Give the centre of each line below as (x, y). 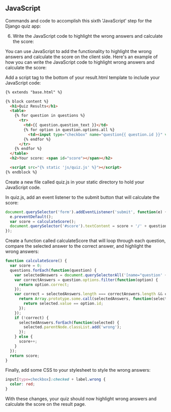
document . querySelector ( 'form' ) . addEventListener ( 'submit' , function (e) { (86, 212)
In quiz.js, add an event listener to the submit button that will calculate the (82, 197)
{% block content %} (27, 101)
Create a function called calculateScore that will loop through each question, (85, 241)
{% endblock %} (21, 172)
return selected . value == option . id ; (63, 304)
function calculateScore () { (36, 261)
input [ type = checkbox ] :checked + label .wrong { (55, 379)
